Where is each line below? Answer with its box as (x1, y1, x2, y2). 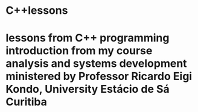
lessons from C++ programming (5, 31, 170, 45)
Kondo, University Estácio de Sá (5, 82, 170, 96)
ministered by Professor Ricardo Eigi (5, 70, 193, 83)
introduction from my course (5, 44, 153, 58)
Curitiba (5, 95, 48, 109)
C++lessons (5, 4, 68, 17)
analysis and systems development (5, 57, 188, 70)
